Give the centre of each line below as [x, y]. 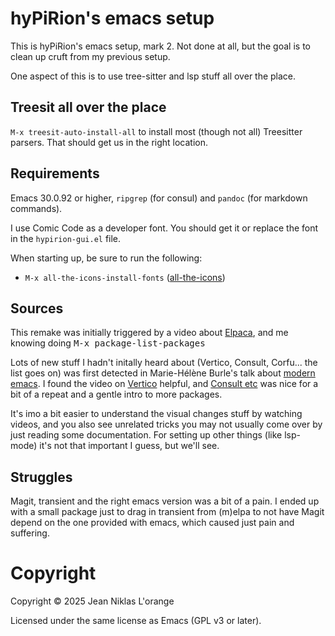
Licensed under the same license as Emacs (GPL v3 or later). [136, 621]
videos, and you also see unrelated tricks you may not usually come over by [166, 424]
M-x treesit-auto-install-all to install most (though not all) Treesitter [156, 131]
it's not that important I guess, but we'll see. [129, 446]
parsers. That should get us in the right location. [109, 142]
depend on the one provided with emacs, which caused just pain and [152, 523]
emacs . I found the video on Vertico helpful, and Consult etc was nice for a [164, 384]
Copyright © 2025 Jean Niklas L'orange [92, 601]
